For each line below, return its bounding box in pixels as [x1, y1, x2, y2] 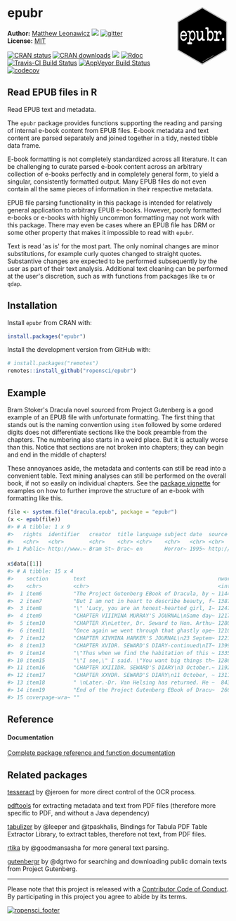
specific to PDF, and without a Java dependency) [7, 809, 150, 818]
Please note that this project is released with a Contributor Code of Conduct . [7, 885, 229, 894]
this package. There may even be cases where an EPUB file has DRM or [7, 220, 216, 229]
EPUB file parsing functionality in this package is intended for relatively [7, 198, 213, 207]
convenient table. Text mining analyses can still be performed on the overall [7, 471, 227, 480]
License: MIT [7, 37, 46, 45]
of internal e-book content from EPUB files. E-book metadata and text [7, 126, 209, 134]
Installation [7, 300, 58, 312]
